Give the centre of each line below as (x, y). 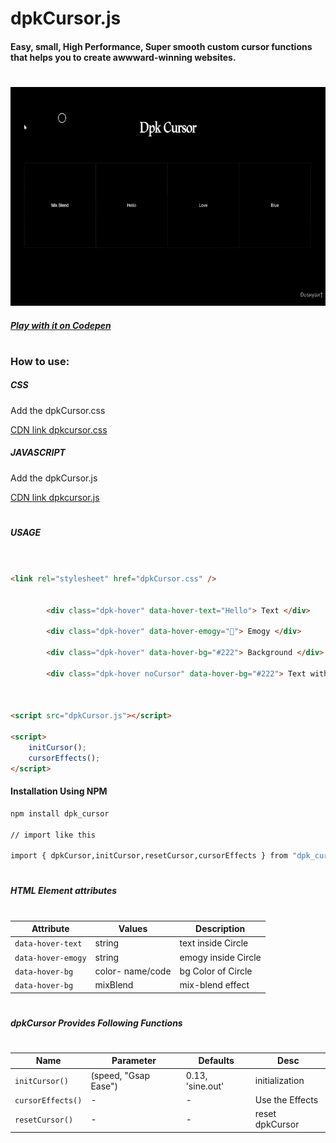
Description (220, 929)
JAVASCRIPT (38, 453)
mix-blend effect (214, 985)
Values (133, 929)
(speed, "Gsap (120, 1075)
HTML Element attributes (64, 891)
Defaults (216, 1061)
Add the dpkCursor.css (58, 410)
